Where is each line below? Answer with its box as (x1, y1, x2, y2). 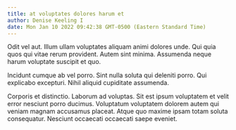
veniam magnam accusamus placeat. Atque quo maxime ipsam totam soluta (7, 107, 228, 116)
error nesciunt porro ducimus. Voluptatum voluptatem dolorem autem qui (7, 100, 220, 108)
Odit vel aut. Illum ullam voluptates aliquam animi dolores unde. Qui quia (7, 43, 216, 51)
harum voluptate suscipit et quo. (7, 58, 101, 66)
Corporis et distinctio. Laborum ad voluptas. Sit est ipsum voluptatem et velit (7, 92, 229, 100)
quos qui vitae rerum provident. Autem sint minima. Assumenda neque (7, 50, 212, 58)
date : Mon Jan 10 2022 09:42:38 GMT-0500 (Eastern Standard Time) (7, 23, 206, 30)
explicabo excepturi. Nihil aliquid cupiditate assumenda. (7, 79, 169, 87)
